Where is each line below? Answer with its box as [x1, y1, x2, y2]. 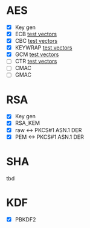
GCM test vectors [14, 51, 59, 58]
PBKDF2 [14, 215, 36, 223]
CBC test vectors [14, 37, 58, 45]
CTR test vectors [14, 58, 57, 65]
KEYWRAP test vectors [14, 44, 72, 51]
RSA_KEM [14, 119, 40, 127]
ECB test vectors [14, 31, 57, 37]
